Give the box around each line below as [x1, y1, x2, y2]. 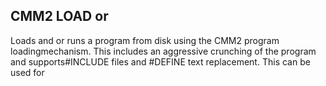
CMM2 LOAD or [10, 8, 109, 25]
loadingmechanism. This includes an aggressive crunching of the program [10, 45, 317, 57]
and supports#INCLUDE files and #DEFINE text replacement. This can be [10, 55, 311, 68]
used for [10, 66, 45, 78]
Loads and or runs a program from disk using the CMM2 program [10, 34, 280, 46]
